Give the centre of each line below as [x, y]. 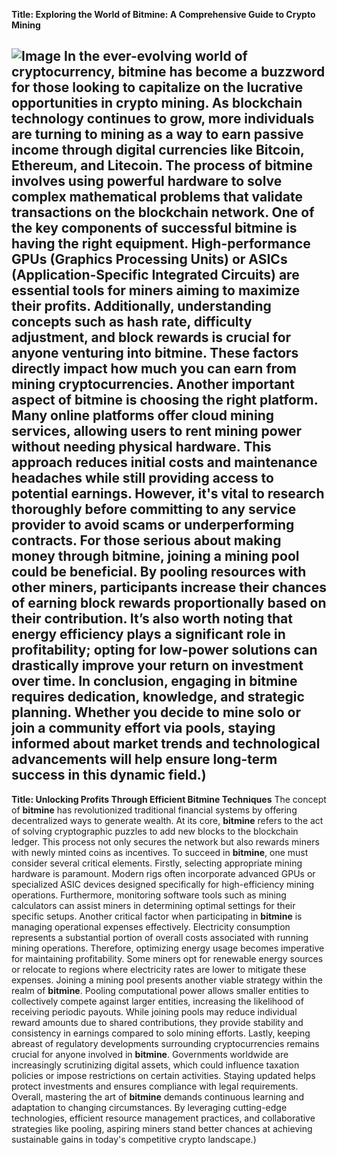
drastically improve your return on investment [157, 665]
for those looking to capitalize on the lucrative [157, 87]
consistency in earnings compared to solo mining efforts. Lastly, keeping [161, 1033]
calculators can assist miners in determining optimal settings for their [153, 905]
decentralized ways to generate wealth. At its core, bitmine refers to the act [167, 820]
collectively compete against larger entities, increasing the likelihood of [157, 1001]
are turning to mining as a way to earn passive [157, 134]
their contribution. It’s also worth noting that [152, 619]
